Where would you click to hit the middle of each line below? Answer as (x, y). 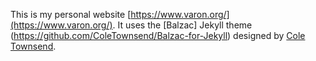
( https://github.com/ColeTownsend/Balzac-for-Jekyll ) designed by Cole (158, 35)
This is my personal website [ (71, 14)
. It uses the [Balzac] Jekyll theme (182, 25)
